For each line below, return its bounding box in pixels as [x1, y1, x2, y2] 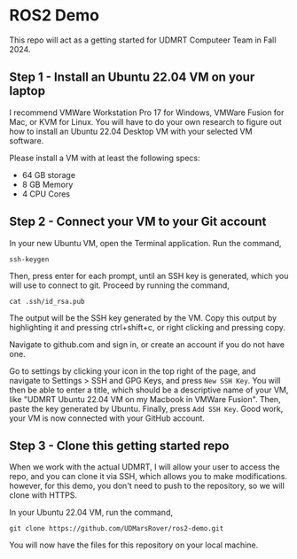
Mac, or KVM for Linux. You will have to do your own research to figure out [9, 116, 282, 127]
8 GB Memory [21, 179, 74, 190]
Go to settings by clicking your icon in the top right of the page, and [9, 365, 256, 377]
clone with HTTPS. [9, 490, 78, 501]
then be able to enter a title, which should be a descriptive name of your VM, [9, 384, 289, 395]
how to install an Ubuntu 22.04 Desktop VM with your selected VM [9, 126, 253, 136]
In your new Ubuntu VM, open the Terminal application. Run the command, [9, 237, 282, 248]
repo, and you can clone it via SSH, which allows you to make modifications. [9, 471, 288, 482]
